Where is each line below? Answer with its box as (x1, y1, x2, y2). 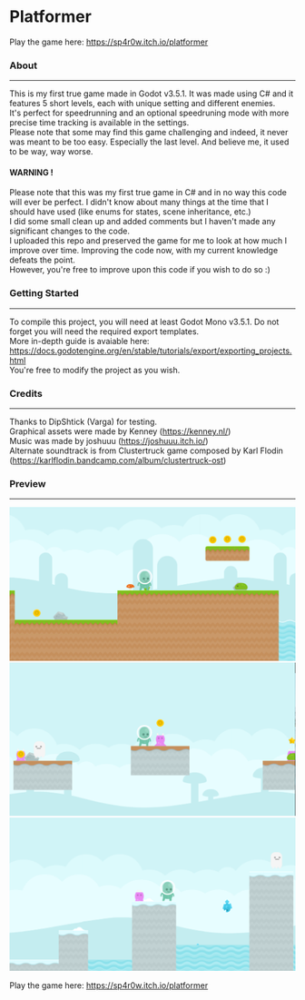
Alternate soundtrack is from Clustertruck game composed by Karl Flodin (9, 445, 284, 456)
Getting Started (9, 287, 79, 300)
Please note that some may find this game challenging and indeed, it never (9, 127, 289, 138)
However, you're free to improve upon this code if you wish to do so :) (9, 264, 271, 275)
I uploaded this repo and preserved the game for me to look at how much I (9, 235, 288, 246)
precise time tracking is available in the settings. (9, 117, 190, 128)
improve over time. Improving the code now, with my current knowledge (9, 245, 279, 256)
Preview (9, 477, 46, 490)
